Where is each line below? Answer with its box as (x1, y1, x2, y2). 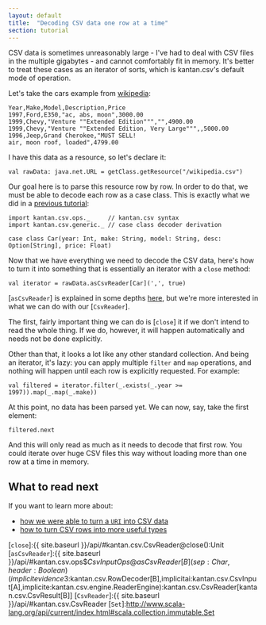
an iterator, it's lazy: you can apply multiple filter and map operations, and (8, 358, 252, 367)
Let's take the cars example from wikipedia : (8, 89, 151, 98)
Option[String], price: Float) (8, 242, 112, 250)
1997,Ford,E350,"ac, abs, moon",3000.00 (8, 111, 145, 119)
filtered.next (8, 426, 56, 435)
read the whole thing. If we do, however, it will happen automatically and (8, 326, 245, 336)
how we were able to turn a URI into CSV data (19, 516, 169, 526)
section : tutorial (8, 26, 69, 34)
